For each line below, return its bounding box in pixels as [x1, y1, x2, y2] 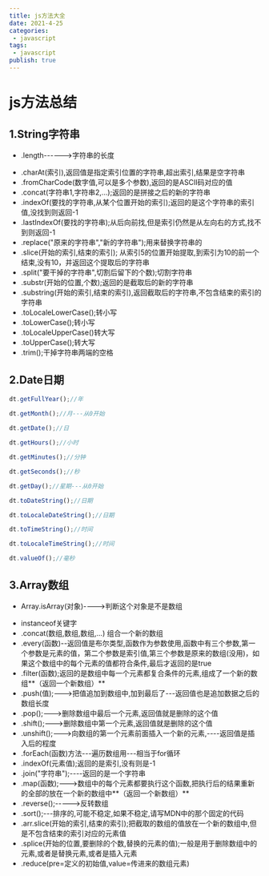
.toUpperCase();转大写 [20, 337, 95, 347]
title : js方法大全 [9, 11, 66, 20]
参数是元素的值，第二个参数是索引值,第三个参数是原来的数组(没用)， [27, 648, 253, 657]
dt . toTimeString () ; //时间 [9, 525, 94, 533]
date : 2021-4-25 [9, 19, 63, 27]
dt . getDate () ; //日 [9, 424, 70, 432]
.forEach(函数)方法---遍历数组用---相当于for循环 [20, 748, 181, 757]
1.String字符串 [9, 127, 81, 141]
